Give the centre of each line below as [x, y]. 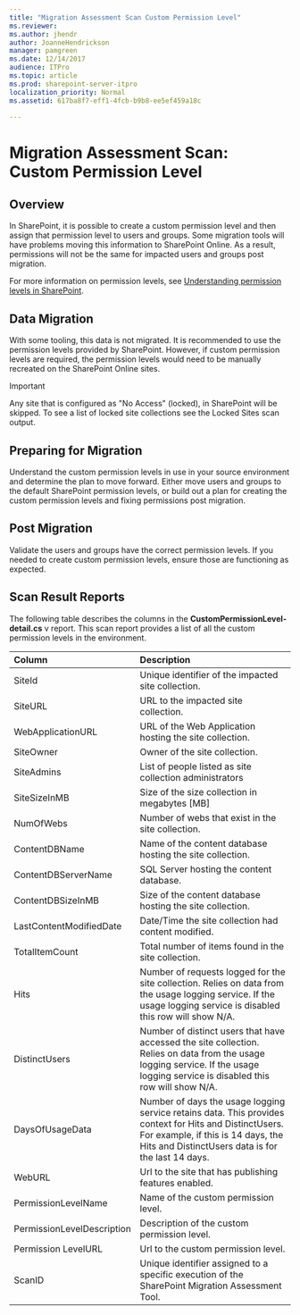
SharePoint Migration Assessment [211, 1286]
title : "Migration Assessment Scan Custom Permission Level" [125, 17]
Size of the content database [200, 894]
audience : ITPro [39, 68]
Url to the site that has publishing [209, 1171]
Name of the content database [204, 843]
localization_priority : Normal [67, 92]
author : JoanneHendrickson [59, 42]
